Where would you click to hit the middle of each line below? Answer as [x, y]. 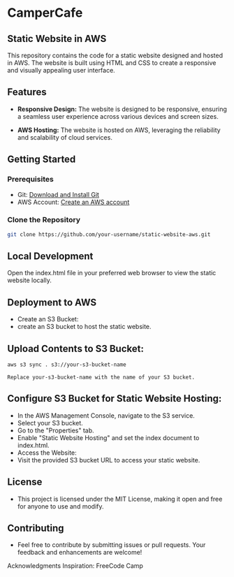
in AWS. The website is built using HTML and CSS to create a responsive [112, 63]
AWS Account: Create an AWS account [73, 202]
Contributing [36, 528]
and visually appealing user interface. [61, 70]
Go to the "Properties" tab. [56, 430]
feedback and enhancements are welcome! [80, 553]
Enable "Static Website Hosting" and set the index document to [108, 437]
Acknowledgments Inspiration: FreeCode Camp [75, 566]
